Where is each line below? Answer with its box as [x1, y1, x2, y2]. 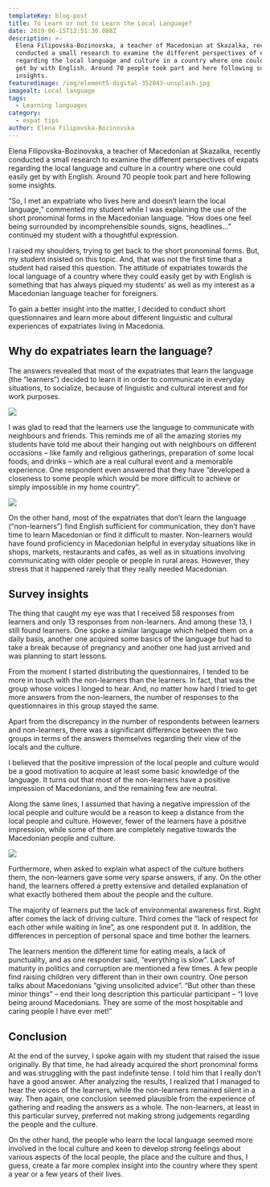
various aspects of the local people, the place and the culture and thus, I [8, 1152, 248, 1162]
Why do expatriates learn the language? [8, 344, 213, 358]
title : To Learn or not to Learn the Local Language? [8, 19, 193, 27]
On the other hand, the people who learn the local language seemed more [8, 1135, 253, 1145]
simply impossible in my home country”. [8, 482, 141, 492]
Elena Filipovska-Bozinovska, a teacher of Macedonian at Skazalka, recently [8, 146, 261, 155]
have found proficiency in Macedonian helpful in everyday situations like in [8, 538, 256, 548]
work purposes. [8, 391, 60, 401]
